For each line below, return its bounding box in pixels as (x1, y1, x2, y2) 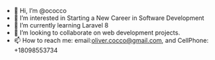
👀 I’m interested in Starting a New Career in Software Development (13, 14, 205, 22)
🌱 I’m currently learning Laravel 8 (13, 21, 109, 29)
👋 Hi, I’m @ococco (13, 7, 67, 14)
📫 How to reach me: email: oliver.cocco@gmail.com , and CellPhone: (13, 37, 209, 44)
